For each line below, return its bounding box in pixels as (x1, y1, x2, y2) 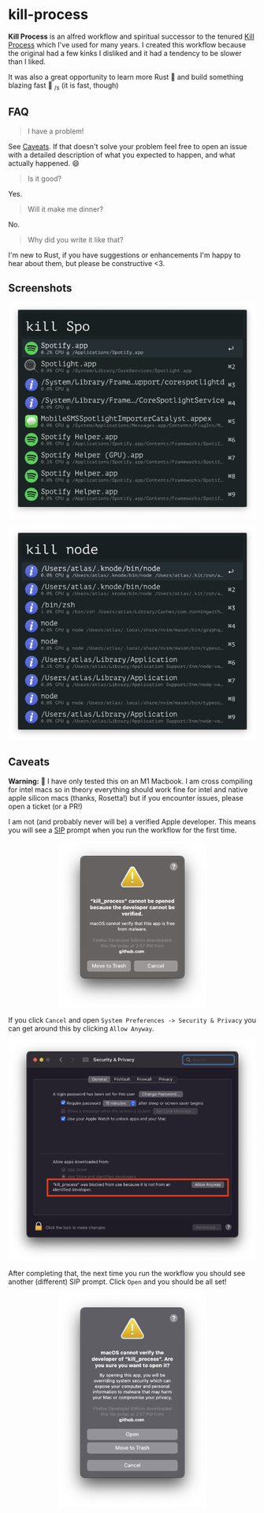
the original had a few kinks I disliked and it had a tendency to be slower (8, 48, 242, 58)
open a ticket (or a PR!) (8, 802, 83, 811)
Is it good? (27, 174, 61, 183)
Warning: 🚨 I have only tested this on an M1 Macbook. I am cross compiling (8, 776, 254, 786)
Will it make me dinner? (27, 204, 104, 214)
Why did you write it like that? (27, 235, 124, 244)
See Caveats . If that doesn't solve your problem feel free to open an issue (8, 141, 247, 151)
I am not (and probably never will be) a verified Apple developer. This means (8, 817, 256, 826)
